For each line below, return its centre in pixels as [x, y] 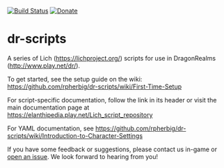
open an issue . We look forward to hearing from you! [83, 156]
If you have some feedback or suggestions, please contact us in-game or [112, 149]
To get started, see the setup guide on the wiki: [75, 79]
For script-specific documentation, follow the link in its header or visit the [112, 100]
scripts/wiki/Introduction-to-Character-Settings [75, 135]
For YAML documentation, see [50, 128]
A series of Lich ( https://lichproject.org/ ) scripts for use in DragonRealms [112, 58]
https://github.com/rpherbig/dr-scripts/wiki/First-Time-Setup [95, 86]
